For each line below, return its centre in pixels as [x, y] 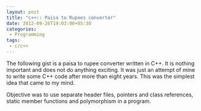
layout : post [23, 12]
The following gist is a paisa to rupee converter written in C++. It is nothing [100, 63]
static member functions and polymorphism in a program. [79, 101]
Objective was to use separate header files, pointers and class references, [100, 95]
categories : [21, 29]
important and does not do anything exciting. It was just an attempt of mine [101, 70]
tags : [13, 40]
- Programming [27, 35]
